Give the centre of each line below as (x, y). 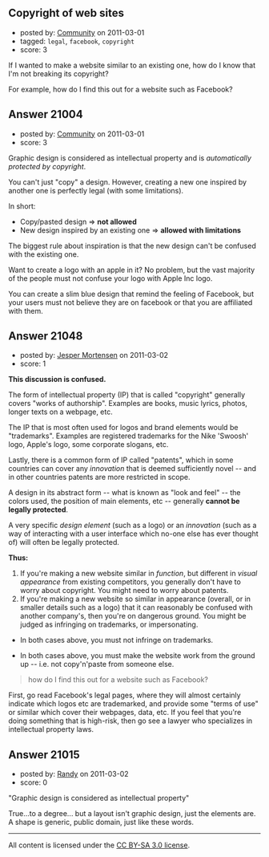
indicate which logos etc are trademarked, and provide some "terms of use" (133, 704)
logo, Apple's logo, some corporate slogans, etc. (88, 445)
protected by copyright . (47, 166)
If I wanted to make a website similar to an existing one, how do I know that (132, 65)
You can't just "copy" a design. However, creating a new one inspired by (127, 182)
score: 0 (34, 782)
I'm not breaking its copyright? (59, 73)
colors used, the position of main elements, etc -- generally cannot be (124, 502)
